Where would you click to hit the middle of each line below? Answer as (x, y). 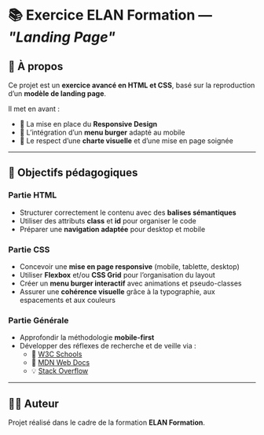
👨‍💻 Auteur (33, 403)
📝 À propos (36, 66)
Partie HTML (33, 195)
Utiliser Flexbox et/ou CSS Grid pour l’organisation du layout (117, 275)
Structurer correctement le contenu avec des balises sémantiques (128, 212)
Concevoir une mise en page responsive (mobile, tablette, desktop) (129, 266)
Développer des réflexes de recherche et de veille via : (108, 346)
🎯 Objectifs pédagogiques (73, 173)
